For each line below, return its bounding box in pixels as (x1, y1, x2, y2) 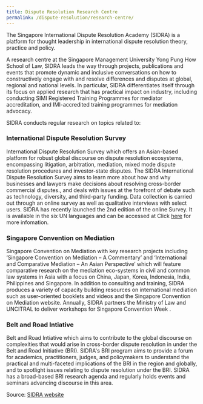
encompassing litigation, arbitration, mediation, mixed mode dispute (6, 161, 176, 168)
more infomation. (6, 219, 49, 226)
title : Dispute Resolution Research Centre (6, 8, 118, 15)
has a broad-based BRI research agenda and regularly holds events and (6, 373, 186, 380)
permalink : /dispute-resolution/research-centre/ (6, 15, 135, 21)
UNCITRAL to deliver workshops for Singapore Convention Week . (6, 305, 171, 313)
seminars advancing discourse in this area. (6, 379, 113, 386)
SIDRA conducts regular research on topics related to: (6, 119, 141, 126)
